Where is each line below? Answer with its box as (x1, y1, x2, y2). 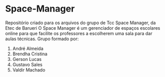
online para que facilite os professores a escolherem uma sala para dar (5, 30, 152, 36)
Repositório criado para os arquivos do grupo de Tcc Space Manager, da (5, 20, 156, 26)
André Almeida (12, 45, 44, 51)
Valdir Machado (12, 66, 45, 73)
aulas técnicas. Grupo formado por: (5, 36, 79, 42)
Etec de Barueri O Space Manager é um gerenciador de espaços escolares (5, 25, 160, 31)
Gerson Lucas (12, 56, 42, 62)
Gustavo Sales (12, 61, 43, 67)
